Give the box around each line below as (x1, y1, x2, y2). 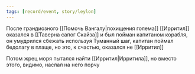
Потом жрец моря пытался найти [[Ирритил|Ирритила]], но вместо (6, 55, 177, 62)
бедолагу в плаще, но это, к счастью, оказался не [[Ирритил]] (6, 43, 164, 51)
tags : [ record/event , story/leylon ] (6, 8, 96, 15)
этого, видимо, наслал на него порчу (6, 61, 100, 68)
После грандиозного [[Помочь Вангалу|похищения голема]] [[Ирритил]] (6, 25, 190, 32)
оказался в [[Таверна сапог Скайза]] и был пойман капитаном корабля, (6, 31, 188, 38)
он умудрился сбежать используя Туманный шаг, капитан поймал (6, 37, 174, 44)
